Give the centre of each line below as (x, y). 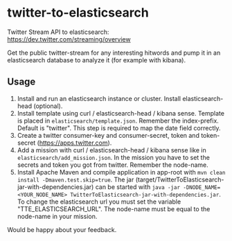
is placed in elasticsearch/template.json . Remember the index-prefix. (118, 120)
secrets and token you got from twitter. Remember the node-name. (113, 165)
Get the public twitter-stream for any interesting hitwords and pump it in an (114, 53)
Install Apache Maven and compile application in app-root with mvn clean (121, 172)
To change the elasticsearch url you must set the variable (99, 202)
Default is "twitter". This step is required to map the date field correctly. (119, 128)
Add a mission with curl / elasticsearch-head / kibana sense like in (111, 150)
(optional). (48, 106)
